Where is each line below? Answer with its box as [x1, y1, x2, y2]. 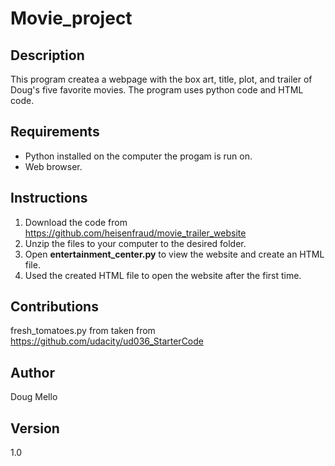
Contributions [10, 298, 99, 316]
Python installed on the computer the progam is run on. [24, 150, 253, 162]
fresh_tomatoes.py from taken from [10, 325, 156, 337]
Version [10, 420, 60, 437]
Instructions [10, 190, 88, 207]
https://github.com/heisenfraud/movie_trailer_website [24, 227, 247, 239]
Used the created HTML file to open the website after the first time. [24, 269, 302, 281]
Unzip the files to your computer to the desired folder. [24, 237, 247, 249]
